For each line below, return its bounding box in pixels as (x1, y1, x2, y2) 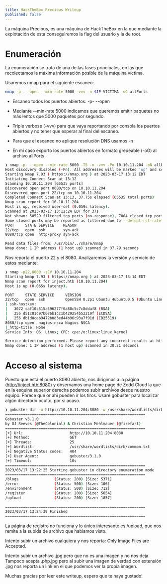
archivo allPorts (12, 153, 45, 159)
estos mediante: (5, 260, 38, 266)
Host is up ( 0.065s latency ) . (5, 284, 68, 289)
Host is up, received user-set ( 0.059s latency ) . (5, 204, 110, 209)
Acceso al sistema (5, 360, 83, 371)
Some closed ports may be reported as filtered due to (5, 218, 121, 223)
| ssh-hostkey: (5, 302, 37, 307)
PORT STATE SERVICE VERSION (5, 292, 81, 297)
